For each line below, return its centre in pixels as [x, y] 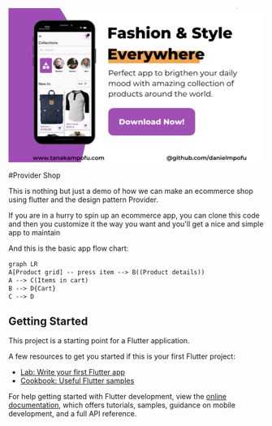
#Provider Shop [35, 175]
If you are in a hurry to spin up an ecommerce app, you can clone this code [134, 215]
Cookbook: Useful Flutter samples [77, 381]
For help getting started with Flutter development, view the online [118, 397]
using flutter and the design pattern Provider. [83, 200]
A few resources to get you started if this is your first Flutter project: [122, 356]
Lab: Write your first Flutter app [73, 372]
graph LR [23, 264]
